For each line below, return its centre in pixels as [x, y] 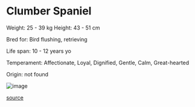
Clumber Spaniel [49, 11]
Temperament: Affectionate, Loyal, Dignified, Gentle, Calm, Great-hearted [98, 63]
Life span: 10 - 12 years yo [39, 51]
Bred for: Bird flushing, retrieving [47, 39]
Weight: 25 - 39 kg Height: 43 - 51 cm [53, 28]
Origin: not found [27, 74]
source [15, 97]
